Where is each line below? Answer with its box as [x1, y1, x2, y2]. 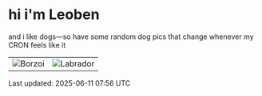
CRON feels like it [8, 40, 66, 49]
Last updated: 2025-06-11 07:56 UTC [8, 78, 131, 88]
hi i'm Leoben [8, 6, 100, 24]
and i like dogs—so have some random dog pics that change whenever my [8, 32, 254, 41]
